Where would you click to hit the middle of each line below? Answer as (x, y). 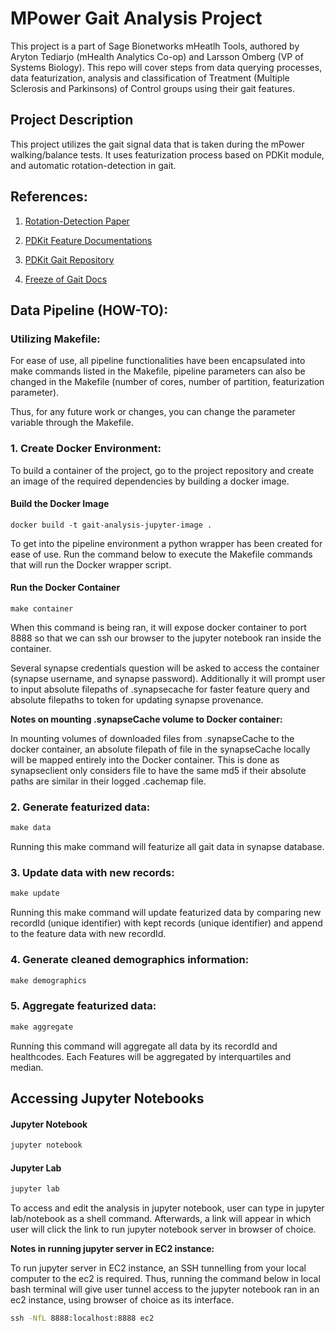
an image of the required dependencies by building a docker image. (150, 481)
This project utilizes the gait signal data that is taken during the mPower (157, 144)
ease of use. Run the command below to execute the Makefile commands (161, 554)
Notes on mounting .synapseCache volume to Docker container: (146, 719)
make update (35, 893)
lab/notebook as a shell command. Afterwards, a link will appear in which (161, 1219)
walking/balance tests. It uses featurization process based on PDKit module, (167, 154)
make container (42, 608)
